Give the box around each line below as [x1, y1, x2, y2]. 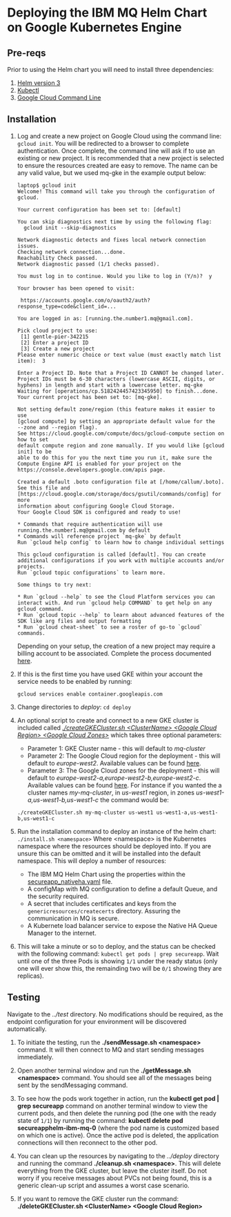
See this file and [17, 484, 70, 492]
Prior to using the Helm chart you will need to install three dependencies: [7, 66, 214, 73]
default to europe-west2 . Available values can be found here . [27, 759, 201, 767]
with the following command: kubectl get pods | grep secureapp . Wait [17, 949, 219, 958]
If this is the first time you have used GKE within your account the [17, 669, 203, 678]
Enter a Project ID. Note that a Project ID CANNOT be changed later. [17, 369, 225, 376]
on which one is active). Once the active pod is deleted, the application [17, 1131, 219, 1139]
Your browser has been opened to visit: [17, 285, 135, 292]
